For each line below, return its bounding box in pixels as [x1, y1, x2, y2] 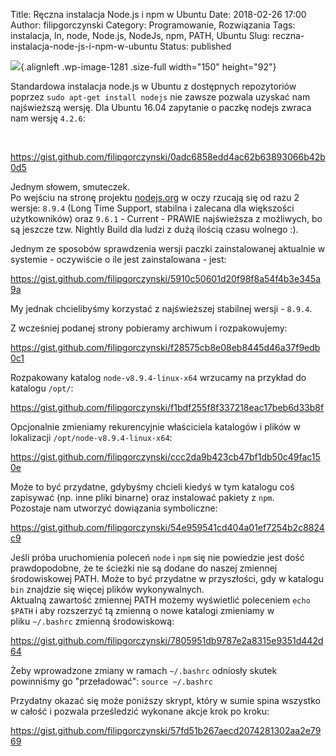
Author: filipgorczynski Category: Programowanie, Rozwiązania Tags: [10, 19, 296, 31]
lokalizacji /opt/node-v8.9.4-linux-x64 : [10, 432, 173, 443]
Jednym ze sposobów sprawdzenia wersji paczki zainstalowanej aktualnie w [10, 243, 326, 254]
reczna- [271, 30, 305, 41]
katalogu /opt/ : [10, 382, 74, 394]
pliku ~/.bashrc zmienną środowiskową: [10, 615, 175, 627]
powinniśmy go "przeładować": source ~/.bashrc [10, 675, 213, 687]
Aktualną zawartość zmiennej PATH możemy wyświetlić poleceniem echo [10, 594, 311, 606]
